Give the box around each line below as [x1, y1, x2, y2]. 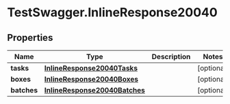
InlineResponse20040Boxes [44, 75, 139, 84]
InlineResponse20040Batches [44, 86, 146, 94]
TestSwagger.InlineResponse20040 [7, 5, 218, 20]
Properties [7, 32, 53, 44]
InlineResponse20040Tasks [44, 63, 138, 73]
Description [151, 52, 191, 61]
